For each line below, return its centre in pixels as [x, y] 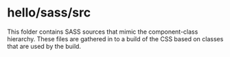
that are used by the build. [44, 46]
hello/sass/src [49, 13]
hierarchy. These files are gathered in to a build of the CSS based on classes [115, 38]
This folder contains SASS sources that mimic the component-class [103, 32]
